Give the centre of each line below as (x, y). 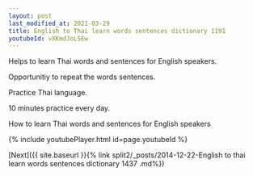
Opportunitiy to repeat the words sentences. (82, 77)
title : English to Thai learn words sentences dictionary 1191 (117, 31)
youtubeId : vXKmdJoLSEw (48, 38)
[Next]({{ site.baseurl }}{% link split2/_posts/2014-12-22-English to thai (127, 155)
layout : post (30, 16)
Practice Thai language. (48, 93)
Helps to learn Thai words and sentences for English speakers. (113, 61)
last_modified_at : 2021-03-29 (59, 23)
